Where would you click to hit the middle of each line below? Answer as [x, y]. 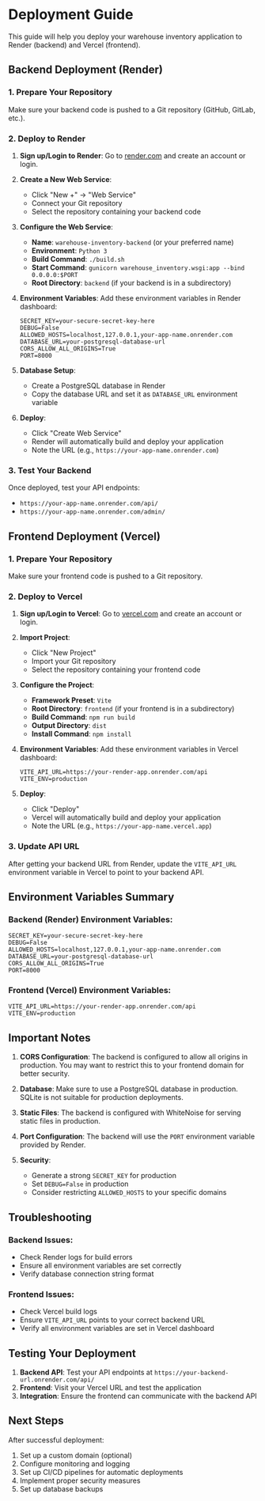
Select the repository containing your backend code [116, 211]
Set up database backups [61, 1488]
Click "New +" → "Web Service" [84, 195]
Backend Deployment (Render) [86, 70]
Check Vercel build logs [58, 1312]
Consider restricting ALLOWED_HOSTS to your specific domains [129, 1192]
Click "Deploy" [55, 809]
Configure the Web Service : [66, 226]
